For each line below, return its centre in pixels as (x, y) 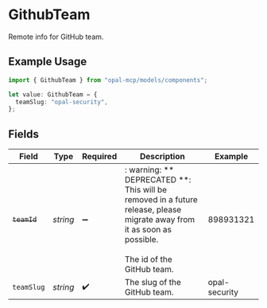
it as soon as (148, 230)
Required (100, 157)
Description (163, 157)
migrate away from (160, 220)
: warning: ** (149, 170)
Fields (24, 134)
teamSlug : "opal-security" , (62, 102)
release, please (153, 210)
